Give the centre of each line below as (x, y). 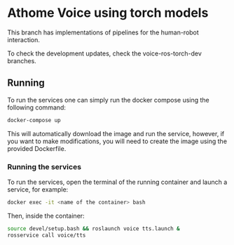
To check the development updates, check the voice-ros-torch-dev (104, 53)
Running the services (44, 166)
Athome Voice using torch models (108, 13)
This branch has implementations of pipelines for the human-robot (103, 32)
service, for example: (38, 189)
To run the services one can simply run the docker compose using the (109, 100)
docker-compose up (34, 120)
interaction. (24, 39)
